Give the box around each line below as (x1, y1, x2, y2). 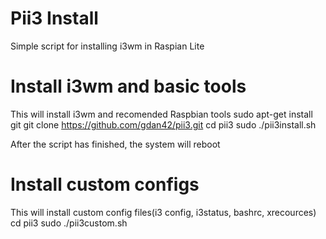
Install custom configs (10, 173, 200, 196)
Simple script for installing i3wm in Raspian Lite (10, 40, 205, 52)
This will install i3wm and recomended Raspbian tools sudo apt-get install (10, 108, 313, 120)
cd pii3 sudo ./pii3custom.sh (10, 217, 128, 229)
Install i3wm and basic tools (10, 75, 247, 98)
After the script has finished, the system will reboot (10, 138, 221, 150)
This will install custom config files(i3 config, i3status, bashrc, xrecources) (10, 206, 317, 218)
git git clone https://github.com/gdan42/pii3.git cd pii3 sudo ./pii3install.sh (10, 118, 317, 131)
